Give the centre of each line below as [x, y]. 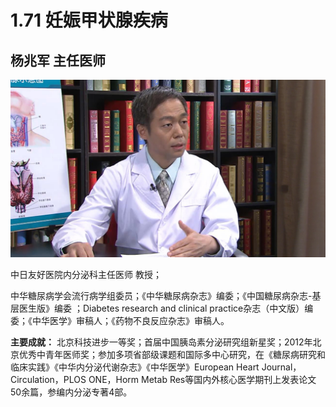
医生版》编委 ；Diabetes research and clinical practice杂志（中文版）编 [166, 308]
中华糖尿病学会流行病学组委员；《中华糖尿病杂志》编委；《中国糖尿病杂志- [161, 295]
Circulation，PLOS [48, 379]
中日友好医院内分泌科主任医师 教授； [86, 274]
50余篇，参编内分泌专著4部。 [71, 392]
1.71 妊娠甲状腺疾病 [89, 20]
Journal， [281, 367]
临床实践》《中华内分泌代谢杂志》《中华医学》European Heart [135, 367]
